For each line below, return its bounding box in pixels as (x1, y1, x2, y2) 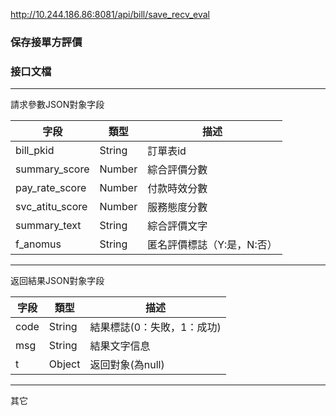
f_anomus (15, 237, 62, 251)
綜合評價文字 (147, 219, 208, 233)
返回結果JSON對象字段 (10, 275, 105, 287)
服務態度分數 (147, 200, 208, 214)
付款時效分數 (147, 182, 208, 196)
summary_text (15, 219, 82, 233)
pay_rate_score (15, 181, 87, 195)
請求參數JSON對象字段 (10, 99, 105, 111)
